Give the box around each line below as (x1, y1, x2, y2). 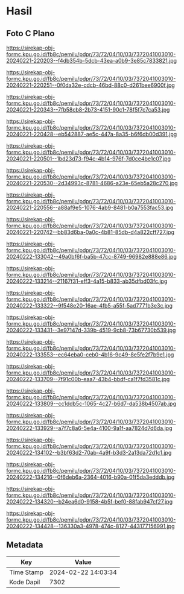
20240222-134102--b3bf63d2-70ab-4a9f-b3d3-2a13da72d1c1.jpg (6, 449, 172, 456)
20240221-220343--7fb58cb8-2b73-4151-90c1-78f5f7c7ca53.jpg (6, 106, 170, 113)
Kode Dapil (9, 578, 40, 586)
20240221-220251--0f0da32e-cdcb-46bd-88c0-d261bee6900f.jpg (6, 81, 175, 89)
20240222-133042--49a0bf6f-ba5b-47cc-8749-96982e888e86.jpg (6, 253, 177, 260)
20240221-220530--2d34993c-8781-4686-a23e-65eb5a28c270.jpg (6, 180, 178, 186)
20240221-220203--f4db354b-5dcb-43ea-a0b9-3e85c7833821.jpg (6, 57, 177, 64)
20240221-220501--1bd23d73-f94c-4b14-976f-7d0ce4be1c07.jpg (6, 155, 171, 162)
